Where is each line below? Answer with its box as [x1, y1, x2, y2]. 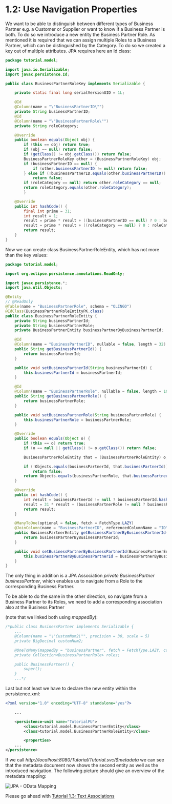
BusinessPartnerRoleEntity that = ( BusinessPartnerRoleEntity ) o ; [24, 455, 168, 460]
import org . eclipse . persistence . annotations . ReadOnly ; [5, 271, 125, 276]
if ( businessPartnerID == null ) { [24, 161, 97, 166]
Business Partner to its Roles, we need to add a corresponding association [5, 599, 162, 605]
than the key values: [5, 252, 48, 258]
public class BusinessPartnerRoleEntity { [5, 313, 97, 318]
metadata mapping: [5, 773, 47, 779]
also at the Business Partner [5, 604, 65, 611]
